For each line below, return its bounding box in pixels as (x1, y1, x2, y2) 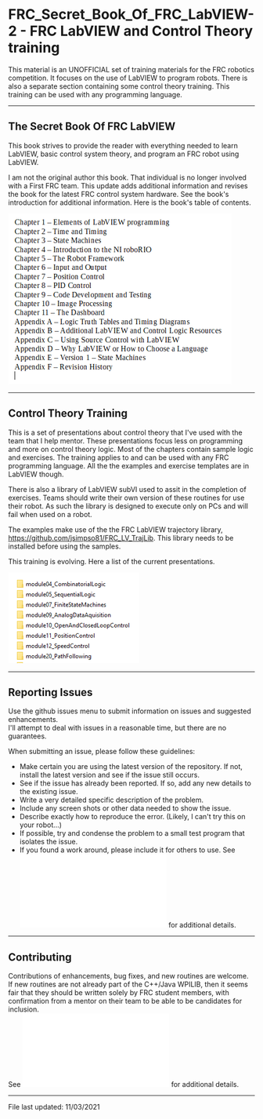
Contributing (8, 950, 72, 964)
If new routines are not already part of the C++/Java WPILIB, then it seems (8, 979, 248, 990)
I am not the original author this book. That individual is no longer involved (8, 173, 247, 182)
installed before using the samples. (8, 541, 121, 551)
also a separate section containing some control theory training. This (8, 81, 230, 91)
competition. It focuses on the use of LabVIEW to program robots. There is (8, 73, 248, 82)
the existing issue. (19, 787, 78, 796)
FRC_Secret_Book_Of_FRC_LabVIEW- (8, 5, 254, 24)
